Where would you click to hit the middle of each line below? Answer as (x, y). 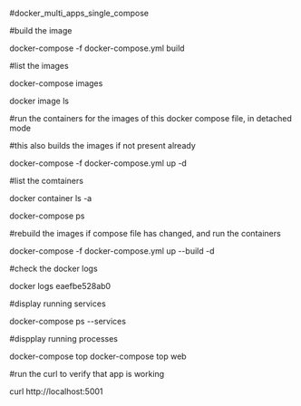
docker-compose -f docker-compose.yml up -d (98, 163)
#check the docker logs (53, 268)
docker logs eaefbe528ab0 (60, 286)
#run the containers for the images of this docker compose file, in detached (150, 118)
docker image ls (39, 101)
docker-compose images (56, 83)
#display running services (58, 304)
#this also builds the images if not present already (103, 145)
